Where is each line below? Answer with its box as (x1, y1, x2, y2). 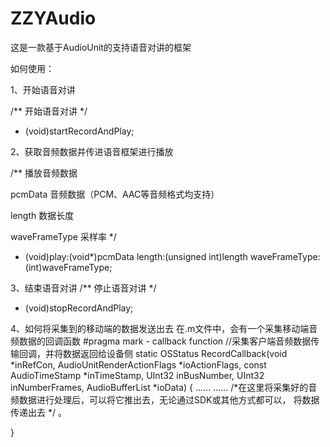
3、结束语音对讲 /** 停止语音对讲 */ (10, 282, 157, 294)
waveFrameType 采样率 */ (10, 230, 117, 242)
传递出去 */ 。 (10, 406, 67, 418)
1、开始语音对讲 (10, 83, 76, 96)
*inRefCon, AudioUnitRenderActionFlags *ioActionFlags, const (10, 358, 267, 371)
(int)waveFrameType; (24, 261, 113, 273)
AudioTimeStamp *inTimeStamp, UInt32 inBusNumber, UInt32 (10, 369, 265, 381)
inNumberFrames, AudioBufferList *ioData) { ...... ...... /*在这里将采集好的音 (10, 381, 318, 393)
